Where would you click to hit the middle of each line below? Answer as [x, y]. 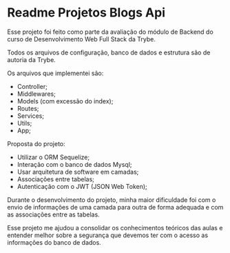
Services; [31, 116]
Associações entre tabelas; [56, 179]
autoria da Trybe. [32, 59]
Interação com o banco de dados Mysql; [74, 164]
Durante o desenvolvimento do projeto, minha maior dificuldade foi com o [112, 200]
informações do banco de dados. [54, 242]
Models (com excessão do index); [65, 101]
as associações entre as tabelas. [53, 214]
